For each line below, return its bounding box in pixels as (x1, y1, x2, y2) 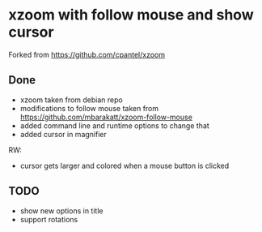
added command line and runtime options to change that (19, 120, 210, 131)
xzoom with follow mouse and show (8, 6, 254, 24)
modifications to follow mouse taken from (19, 103, 159, 113)
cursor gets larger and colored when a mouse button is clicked (19, 161, 230, 170)
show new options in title (19, 205, 104, 216)
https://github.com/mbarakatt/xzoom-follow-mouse (19, 112, 192, 122)
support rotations (19, 214, 78, 224)
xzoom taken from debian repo (19, 95, 123, 105)
